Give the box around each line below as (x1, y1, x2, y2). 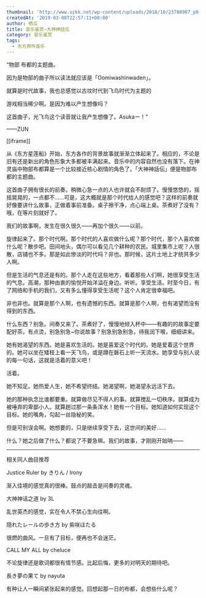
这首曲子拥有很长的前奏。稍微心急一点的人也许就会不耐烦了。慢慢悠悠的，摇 (6, 185, 200, 193)
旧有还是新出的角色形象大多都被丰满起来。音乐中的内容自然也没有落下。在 (6, 157, 194, 165)
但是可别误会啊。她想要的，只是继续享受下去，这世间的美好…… (6, 424, 167, 431)
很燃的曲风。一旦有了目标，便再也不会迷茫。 (6, 534, 120, 541)
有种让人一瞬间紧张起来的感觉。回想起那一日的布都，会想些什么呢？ (6, 584, 178, 592)
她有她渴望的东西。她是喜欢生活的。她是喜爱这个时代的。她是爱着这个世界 (6, 341, 194, 348)
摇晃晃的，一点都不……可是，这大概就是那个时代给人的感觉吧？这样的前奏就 (6, 193, 199, 201)
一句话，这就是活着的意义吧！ (17, 356, 93, 363)
